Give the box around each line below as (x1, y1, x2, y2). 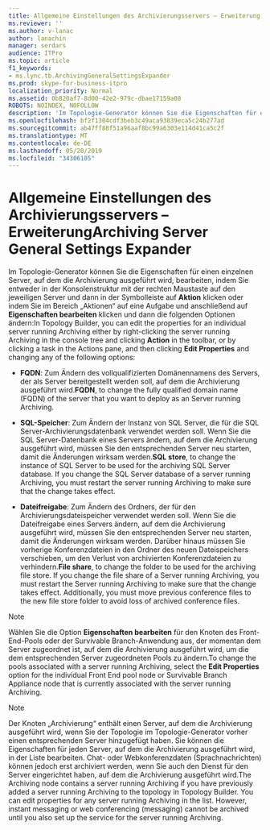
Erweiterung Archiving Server (8, 223, 209, 242)
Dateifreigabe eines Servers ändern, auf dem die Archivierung (19, 519, 226, 529)
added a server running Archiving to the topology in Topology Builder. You (8, 787, 254, 797)
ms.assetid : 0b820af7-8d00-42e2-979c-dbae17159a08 (8, 94, 182, 102)
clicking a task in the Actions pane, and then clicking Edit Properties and (8, 344, 250, 354)
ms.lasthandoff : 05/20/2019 (8, 147, 103, 155)
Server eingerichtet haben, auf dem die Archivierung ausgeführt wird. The (8, 770, 252, 780)
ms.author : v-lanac (8, 27, 74, 35)
